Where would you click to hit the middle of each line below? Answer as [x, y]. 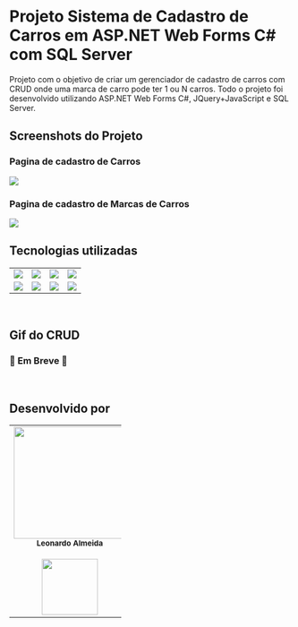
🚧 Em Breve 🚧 [38, 361]
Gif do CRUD [45, 335]
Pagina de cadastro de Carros [75, 161]
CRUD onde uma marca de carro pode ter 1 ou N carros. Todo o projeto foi [146, 89]
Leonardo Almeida [70, 543]
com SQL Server [71, 55]
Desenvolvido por [60, 408]
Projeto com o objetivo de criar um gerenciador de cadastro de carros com [147, 79]
